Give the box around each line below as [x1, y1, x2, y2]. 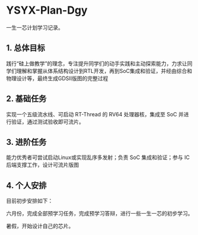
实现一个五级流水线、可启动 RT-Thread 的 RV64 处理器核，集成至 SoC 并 [6, 110, 184, 117]
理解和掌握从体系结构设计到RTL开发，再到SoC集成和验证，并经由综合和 [16, 67, 193, 74]
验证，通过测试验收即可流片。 [11, 118, 84, 125]
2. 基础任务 [6, 94, 47, 104]
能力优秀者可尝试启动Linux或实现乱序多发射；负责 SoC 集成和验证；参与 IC [6, 154, 190, 161]
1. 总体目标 [6, 43, 46, 53]
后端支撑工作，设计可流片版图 [6, 161, 79, 169]
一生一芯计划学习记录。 [6, 24, 63, 31]
